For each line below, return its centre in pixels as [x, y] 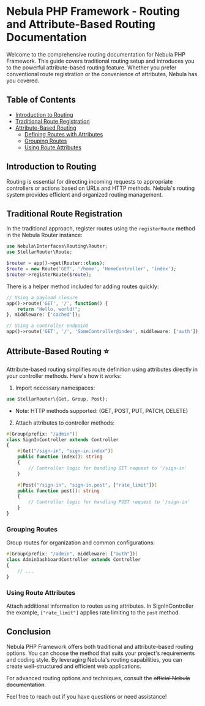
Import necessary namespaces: [55, 388]
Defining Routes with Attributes [64, 134]
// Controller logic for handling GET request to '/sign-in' [108, 468]
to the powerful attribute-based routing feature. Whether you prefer [91, 67]
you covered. [23, 80]
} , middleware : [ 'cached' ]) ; [43, 315]
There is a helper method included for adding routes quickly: [83, 286]
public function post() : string [58, 491]
